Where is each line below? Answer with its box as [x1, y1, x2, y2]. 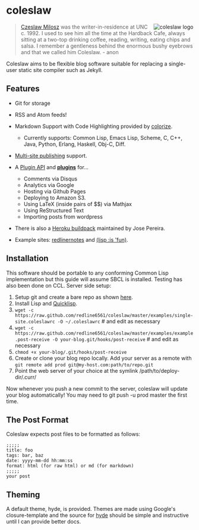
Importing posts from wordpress [23, 213, 103, 220]
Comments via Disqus [23, 175, 78, 182]
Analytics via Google [23, 181, 74, 188]
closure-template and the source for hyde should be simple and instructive [6, 512, 189, 519]
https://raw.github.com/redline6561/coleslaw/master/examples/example [14, 330, 194, 336]
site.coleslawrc [14, 319, 55, 325]
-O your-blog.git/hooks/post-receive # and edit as [52, 335, 179, 342]
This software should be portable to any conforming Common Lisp [6, 269, 169, 276]
